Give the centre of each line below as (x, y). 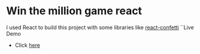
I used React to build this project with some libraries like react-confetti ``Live (100, 27)
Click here (28, 45)
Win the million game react (74, 11)
